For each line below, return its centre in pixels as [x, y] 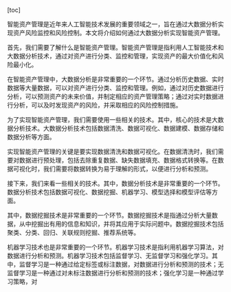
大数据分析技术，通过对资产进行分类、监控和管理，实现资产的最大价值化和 [112, 56]
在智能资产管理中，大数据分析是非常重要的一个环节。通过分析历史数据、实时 [115, 79]
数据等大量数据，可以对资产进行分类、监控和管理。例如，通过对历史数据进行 [115, 88]
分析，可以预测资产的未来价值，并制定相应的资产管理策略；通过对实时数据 [112, 96]
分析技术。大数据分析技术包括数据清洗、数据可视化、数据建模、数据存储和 [118, 128]
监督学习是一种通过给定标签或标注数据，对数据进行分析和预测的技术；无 [121, 264]
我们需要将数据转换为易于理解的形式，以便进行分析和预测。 [127, 169]
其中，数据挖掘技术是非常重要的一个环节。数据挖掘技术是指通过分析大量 [109, 215]
